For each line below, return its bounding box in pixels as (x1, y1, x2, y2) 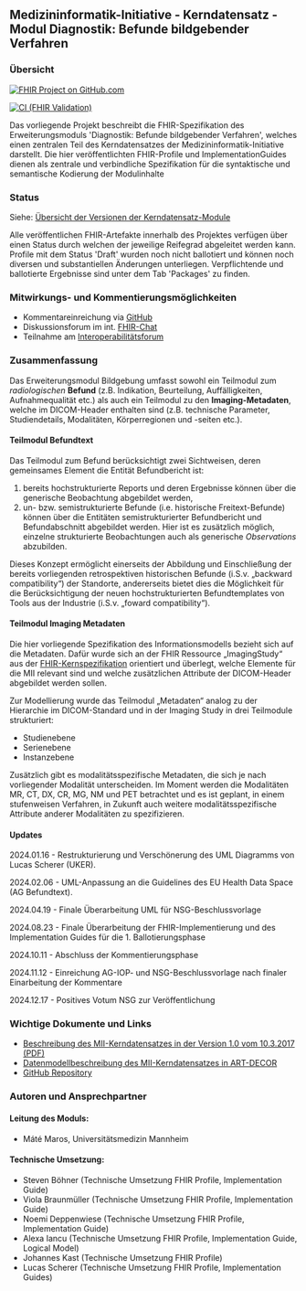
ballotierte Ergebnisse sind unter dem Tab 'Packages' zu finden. (9, 268, 251, 279)
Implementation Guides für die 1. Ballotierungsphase (9, 932, 206, 943)
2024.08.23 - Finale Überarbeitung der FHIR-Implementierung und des (9, 923, 276, 934)
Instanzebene (22, 752, 75, 763)
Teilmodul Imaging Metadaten (9, 618, 126, 629)
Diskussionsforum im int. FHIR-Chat (22, 322, 158, 333)
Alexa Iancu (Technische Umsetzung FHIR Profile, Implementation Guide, (22, 1232, 298, 1243)
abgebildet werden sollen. (9, 677, 108, 688)
